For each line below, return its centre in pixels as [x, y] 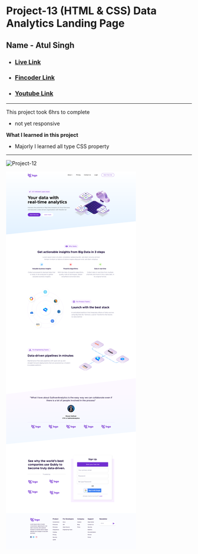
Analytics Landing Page [65, 23]
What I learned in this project [42, 135]
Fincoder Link [34, 78]
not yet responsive [37, 123]
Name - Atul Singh [40, 45]
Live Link [28, 62]
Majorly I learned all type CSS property [62, 146]
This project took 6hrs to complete [48, 112]
